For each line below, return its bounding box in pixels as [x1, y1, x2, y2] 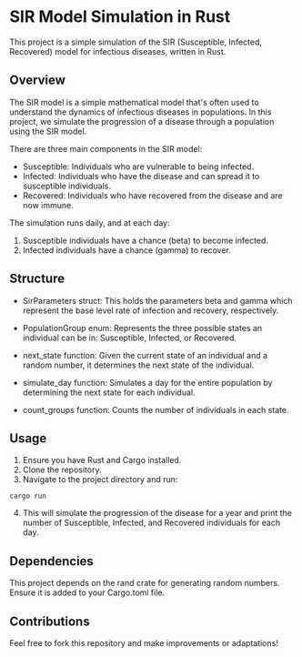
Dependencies [9, 553, 94, 569]
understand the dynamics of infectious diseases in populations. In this [9, 106, 272, 117]
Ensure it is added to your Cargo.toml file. [9, 587, 166, 598]
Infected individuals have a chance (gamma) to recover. [22, 244, 232, 256]
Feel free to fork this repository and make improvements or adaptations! [9, 638, 279, 648]
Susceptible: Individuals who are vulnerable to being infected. [22, 161, 255, 172]
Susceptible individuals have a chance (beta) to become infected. [22, 235, 268, 246]
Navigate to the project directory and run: [22, 474, 178, 485]
